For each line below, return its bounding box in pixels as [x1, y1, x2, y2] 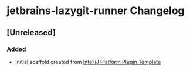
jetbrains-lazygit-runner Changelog [6, 4, 185, 18]
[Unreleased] [6, 28, 56, 38]
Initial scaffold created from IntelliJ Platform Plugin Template [15, 58, 161, 65]
